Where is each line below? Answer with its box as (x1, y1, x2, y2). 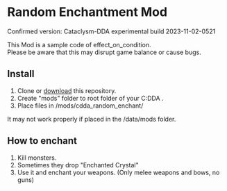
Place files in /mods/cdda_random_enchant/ (17, 101, 144, 110)
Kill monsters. (17, 153, 57, 162)
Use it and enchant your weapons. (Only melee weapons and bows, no (17, 168, 220, 176)
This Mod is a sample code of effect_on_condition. (7, 40, 151, 49)
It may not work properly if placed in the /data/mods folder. (7, 115, 176, 123)
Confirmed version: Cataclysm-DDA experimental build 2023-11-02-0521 (7, 27, 216, 35)
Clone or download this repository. (17, 86, 117, 94)
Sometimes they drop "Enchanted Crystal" (17, 160, 139, 169)
